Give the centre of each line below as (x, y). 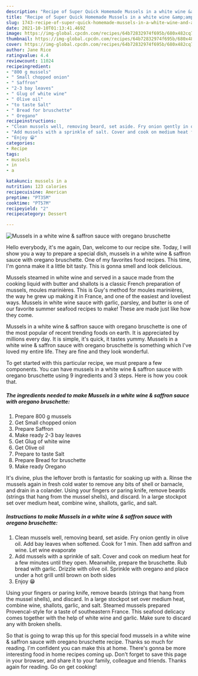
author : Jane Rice (29, 50)
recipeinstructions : (32, 121)
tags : (13, 154)
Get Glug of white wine (42, 441)
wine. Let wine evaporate (45, 550)
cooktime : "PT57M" (29, 203)
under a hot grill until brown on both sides (65, 575)
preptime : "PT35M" (29, 197)
